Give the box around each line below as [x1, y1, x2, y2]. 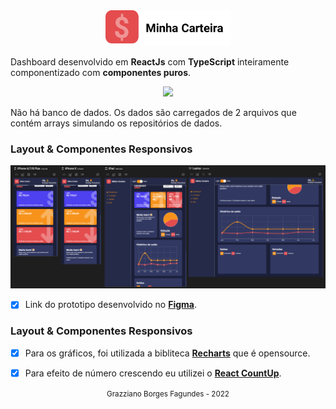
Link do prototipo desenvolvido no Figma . [24, 299, 197, 311]
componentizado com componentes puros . [10, 67, 192, 79]
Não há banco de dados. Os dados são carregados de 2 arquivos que [10, 107, 297, 119]
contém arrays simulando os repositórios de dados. [10, 117, 223, 129]
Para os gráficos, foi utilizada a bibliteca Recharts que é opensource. [24, 347, 311, 359]
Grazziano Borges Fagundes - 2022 [106, 389, 230, 399]
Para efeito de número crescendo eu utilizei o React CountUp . [24, 367, 282, 379]
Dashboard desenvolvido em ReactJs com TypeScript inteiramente [10, 56, 290, 68]
